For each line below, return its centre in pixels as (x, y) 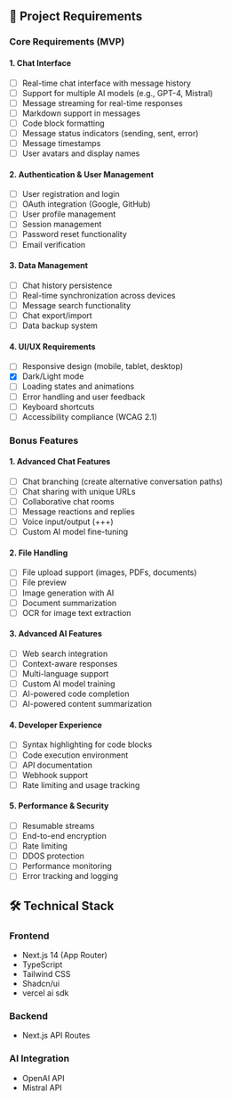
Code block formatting (63, 123)
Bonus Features (44, 440)
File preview (44, 583)
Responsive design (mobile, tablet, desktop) (103, 366)
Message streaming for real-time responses (103, 103)
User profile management (69, 214)
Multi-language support (65, 674)
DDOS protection (53, 856)
